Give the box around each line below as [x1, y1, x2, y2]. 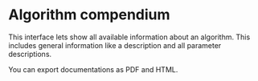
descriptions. [8, 49, 52, 59]
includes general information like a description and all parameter [8, 40, 222, 50]
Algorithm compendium [8, 6, 170, 24]
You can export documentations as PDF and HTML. [8, 64, 178, 74]
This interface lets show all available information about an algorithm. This [8, 32, 251, 42]
